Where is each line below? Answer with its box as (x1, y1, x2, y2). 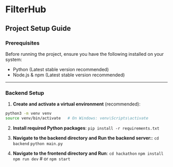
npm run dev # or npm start (12, 155, 71, 162)
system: (5, 56, 22, 62)
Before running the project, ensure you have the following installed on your (5, 51, 164, 57)
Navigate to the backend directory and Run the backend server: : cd (12, 135, 159, 141)
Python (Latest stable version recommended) (12, 66, 109, 72)
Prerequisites (5, 39, 40, 47)
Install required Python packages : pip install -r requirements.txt (12, 124, 160, 131)
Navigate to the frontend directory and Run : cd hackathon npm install (12, 150, 164, 156)
